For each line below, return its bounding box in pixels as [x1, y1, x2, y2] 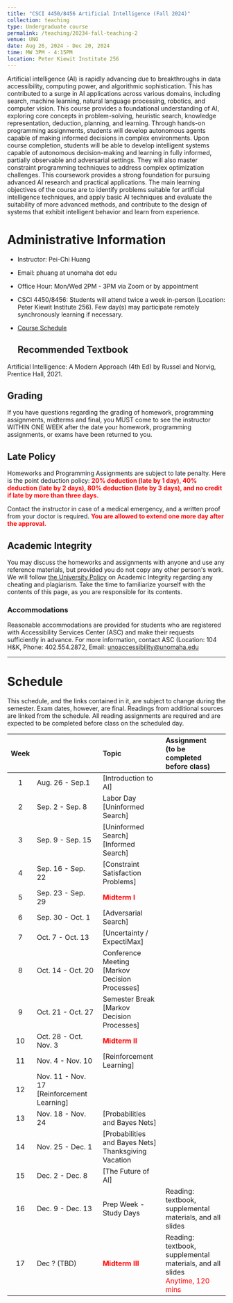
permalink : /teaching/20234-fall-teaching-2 [7, 29, 138, 37]
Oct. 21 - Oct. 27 [37, 1007, 94, 1017]
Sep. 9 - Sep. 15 [37, 836, 92, 845]
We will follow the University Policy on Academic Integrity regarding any [7, 573, 213, 581]
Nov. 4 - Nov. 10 [37, 1056, 93, 1066]
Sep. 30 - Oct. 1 [37, 913, 91, 922]
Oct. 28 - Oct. [37, 1032, 83, 1041]
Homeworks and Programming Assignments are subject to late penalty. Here [7, 469, 226, 477]
